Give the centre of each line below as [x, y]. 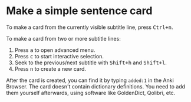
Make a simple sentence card [79, 11]
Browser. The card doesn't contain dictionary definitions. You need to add [96, 86]
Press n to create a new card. [50, 68]
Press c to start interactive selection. [59, 56]
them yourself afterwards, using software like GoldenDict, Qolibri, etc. [91, 93]
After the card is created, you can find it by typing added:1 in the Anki [90, 80]
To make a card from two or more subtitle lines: [63, 38]
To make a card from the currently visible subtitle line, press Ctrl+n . [90, 27]
